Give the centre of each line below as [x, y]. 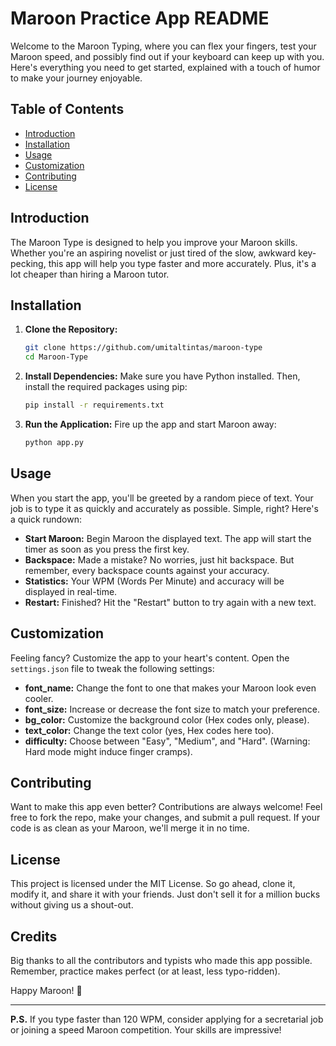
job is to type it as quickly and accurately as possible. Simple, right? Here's [164, 508]
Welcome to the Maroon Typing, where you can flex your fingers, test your [163, 46]
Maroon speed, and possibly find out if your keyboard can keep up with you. [167, 56]
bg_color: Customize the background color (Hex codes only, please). [167, 719]
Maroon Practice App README [140, 18]
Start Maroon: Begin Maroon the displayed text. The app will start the [168, 538]
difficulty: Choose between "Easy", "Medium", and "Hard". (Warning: [167, 741]
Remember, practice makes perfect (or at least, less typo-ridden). [145, 971]
